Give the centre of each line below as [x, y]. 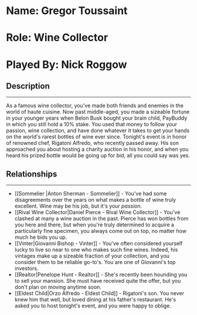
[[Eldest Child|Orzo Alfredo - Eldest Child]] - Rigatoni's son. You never [99, 293]
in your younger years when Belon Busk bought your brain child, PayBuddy [97, 118]
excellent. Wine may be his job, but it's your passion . [78, 206]
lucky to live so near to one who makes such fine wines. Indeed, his [96, 250]
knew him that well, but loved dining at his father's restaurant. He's [95, 300]
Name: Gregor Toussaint [67, 11]
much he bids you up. [41, 237]
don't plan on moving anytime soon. [58, 287]
